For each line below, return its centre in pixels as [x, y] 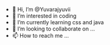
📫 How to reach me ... [40, 36]
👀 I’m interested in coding [44, 16]
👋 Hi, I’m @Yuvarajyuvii [41, 9]
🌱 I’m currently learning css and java [58, 22]
